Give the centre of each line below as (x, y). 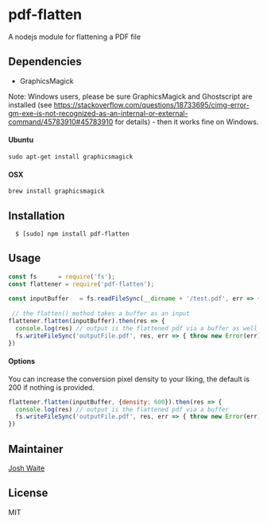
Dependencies (45, 62)
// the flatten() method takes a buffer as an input (101, 314)
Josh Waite (27, 468)
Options (22, 361)
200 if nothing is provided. (52, 387)
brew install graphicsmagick (56, 191)
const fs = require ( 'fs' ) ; (62, 276)
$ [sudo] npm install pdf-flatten (72, 234)
